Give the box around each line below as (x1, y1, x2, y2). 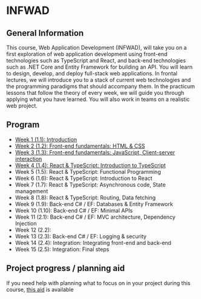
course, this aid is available (6, 286, 74, 293)
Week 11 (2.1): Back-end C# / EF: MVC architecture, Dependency (15, 213, 176, 221)
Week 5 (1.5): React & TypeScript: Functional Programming (15, 168, 162, 175)
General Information (6, 28, 84, 38)
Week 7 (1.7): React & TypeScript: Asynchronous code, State (15, 180, 166, 188)
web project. (6, 102, 38, 109)
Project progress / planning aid (6, 263, 125, 273)
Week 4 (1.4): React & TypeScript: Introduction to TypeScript (15, 162, 166, 169)
